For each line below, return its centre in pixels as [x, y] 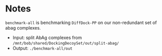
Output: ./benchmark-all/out [42, 48]
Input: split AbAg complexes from [47, 37]
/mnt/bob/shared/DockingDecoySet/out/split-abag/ [66, 43]
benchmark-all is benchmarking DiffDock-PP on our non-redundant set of [81, 22]
